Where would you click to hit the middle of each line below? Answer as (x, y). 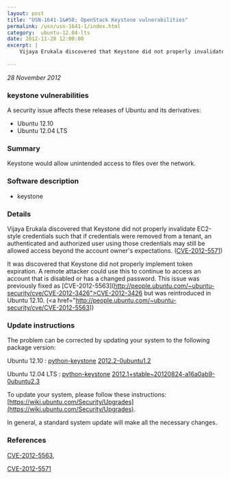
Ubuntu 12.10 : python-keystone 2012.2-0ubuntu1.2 (79, 361)
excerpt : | (23, 45)
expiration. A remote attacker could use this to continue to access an (104, 271)
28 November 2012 (34, 77)
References (27, 441)
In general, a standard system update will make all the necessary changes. (112, 423)
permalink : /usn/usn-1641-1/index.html (64, 26)
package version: (31, 347)
